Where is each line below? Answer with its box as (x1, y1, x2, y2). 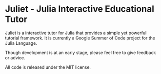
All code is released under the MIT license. (5, 64, 91, 70)
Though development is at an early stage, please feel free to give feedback (5, 50, 156, 55)
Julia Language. (5, 40, 38, 46)
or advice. (5, 55, 25, 60)
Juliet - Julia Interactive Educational (5, 3, 155, 15)
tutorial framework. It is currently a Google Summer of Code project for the (5, 35, 155, 41)
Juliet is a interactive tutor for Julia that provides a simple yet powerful (5, 30, 147, 36)
